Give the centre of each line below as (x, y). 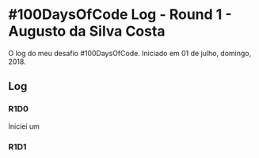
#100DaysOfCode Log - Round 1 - (120, 15)
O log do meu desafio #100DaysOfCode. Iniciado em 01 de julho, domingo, (130, 53)
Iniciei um (24, 126)
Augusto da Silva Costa (87, 31)
